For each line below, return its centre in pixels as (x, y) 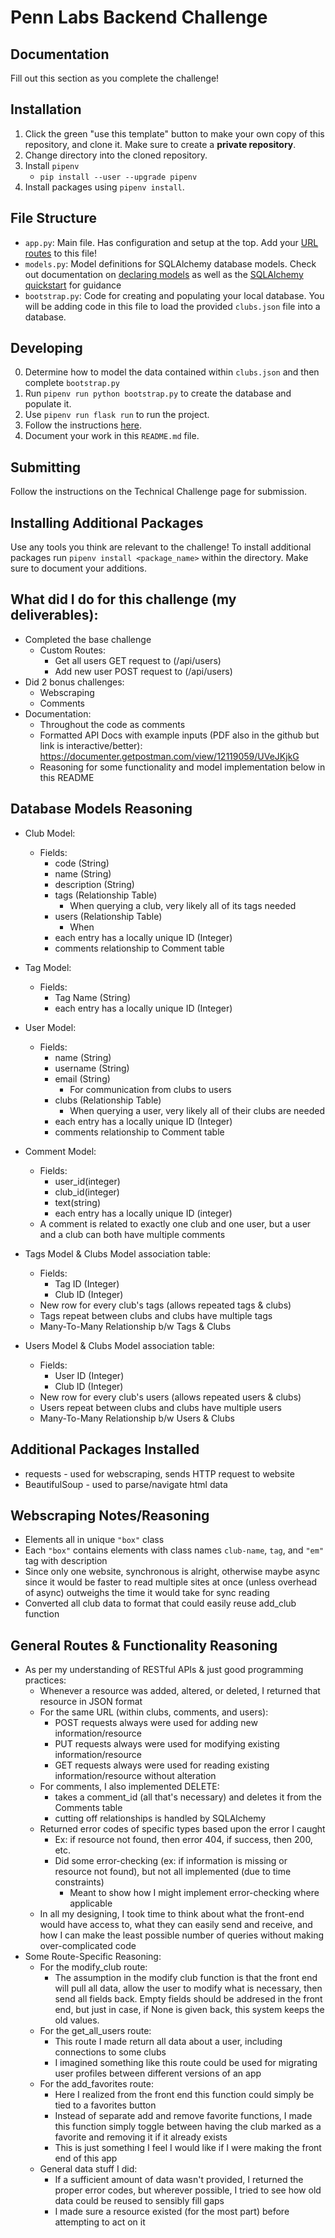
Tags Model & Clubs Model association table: (118, 1253)
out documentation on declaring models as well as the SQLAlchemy (164, 274)
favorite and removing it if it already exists (141, 2137)
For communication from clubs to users (150, 1089)
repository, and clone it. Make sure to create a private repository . (160, 144)
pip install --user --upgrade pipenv (118, 177)
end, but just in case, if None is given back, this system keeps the (189, 2010)
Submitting (46, 467)
